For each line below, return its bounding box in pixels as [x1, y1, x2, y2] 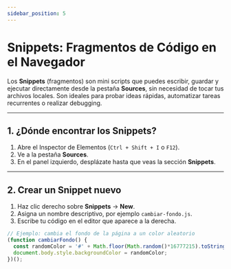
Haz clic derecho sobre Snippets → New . [16, 202, 135, 211]
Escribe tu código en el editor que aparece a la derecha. [16, 217, 177, 225]
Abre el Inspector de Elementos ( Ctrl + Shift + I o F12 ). [16, 143, 180, 152]
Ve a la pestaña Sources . [16, 150, 89, 159]
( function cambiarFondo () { [7, 237, 88, 244]
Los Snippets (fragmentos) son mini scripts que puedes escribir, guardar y [7, 77, 219, 85]
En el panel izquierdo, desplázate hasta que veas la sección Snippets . [16, 158, 216, 166]
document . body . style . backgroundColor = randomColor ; [13, 249, 168, 256]
